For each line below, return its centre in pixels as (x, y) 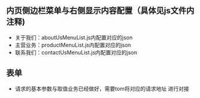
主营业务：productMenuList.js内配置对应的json (73, 45)
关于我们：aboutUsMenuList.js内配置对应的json (74, 37)
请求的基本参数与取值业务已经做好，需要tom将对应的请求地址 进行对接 (102, 88)
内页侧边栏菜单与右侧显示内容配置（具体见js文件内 (100, 11)
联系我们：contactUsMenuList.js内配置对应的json (76, 52)
